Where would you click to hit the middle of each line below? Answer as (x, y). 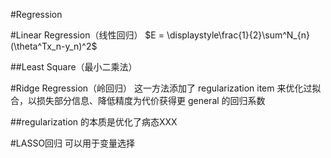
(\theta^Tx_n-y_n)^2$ (54, 46)
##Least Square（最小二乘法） (74, 67)
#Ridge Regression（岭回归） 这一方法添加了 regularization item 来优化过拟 (166, 88)
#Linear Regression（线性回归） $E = (87, 35)
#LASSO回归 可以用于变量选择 (73, 143)
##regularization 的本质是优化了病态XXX (94, 122)
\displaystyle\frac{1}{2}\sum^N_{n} (238, 35)
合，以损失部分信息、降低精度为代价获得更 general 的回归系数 (138, 100)
